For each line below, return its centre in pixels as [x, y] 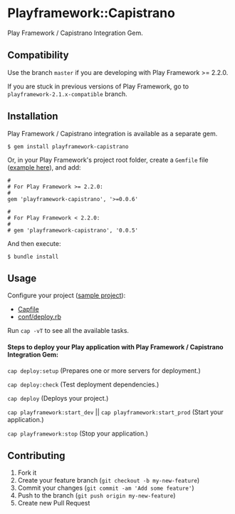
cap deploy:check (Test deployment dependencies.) [83, 384]
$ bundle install [33, 257]
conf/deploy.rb [40, 317]
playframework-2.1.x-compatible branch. [67, 93]
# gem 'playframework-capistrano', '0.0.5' [73, 230]
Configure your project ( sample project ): [67, 295]
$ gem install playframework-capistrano [68, 147]
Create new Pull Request [54, 503]
